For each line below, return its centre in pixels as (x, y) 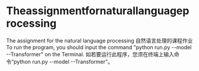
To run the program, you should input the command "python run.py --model (99, 47)
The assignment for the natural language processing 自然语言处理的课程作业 (99, 40)
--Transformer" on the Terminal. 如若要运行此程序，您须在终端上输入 (90, 54)
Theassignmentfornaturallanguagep (98, 11)
